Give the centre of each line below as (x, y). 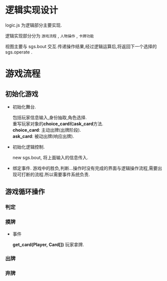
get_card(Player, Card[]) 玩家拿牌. (48, 244)
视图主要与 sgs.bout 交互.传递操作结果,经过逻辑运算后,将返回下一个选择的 (81, 46)
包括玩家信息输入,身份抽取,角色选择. (49, 117)
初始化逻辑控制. (29, 147)
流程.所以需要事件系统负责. (62, 174)
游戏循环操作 (25, 192)
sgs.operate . (19, 52)
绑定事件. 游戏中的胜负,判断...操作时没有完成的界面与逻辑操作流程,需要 (85, 168)
